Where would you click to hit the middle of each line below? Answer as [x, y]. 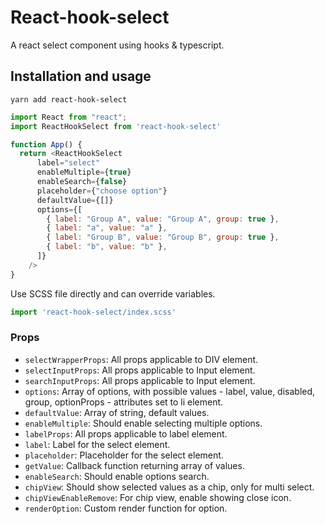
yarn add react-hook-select [69, 99]
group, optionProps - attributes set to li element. [124, 402]
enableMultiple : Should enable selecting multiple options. [143, 423]
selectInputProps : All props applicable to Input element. [140, 370]
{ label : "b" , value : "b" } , [107, 247]
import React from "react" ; [69, 117]
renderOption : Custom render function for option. [126, 508]
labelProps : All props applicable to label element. [126, 433]
